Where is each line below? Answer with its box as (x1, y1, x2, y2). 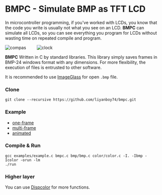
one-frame (12, 120, 34, 126)
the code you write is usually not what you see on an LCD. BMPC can (5, 24, 144, 30)
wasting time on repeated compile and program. (5, 35, 102, 41)
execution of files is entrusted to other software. (5, 65, 102, 70)
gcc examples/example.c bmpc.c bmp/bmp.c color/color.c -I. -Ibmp (5, 153, 143, 158)
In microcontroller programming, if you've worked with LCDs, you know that (5, 20, 157, 25)
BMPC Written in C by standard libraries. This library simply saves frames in (5, 54, 158, 60)
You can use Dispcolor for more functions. (5, 184, 90, 190)
